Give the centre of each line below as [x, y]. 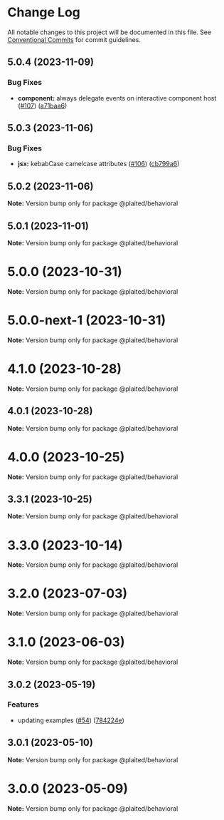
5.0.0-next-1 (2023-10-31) [87, 321]
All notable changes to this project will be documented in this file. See [110, 32]
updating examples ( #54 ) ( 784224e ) [71, 720]
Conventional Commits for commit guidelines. [74, 39]
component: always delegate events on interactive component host [117, 98]
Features [23, 704]
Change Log [44, 12]
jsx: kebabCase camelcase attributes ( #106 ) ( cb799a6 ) [98, 164]
